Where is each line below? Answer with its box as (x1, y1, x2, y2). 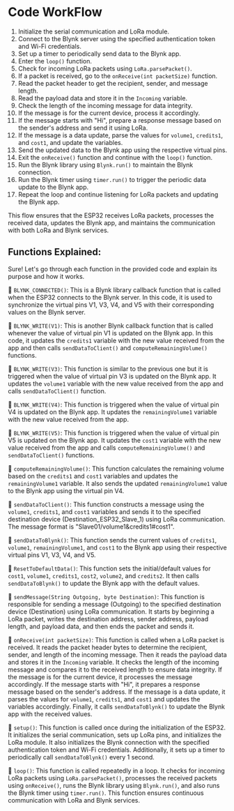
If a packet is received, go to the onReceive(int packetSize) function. (17, 71, 218, 80)
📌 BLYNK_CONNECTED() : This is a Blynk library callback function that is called (8, 285, 221, 294)
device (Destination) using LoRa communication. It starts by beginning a (8, 607, 214, 616)
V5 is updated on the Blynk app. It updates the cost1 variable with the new (8, 436, 221, 444)
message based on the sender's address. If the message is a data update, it (8, 688, 226, 696)
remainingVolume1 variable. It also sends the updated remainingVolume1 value (8, 479, 228, 487)
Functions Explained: (8, 246, 102, 258)
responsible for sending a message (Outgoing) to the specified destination (8, 600, 221, 608)
